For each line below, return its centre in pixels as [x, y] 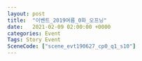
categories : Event [34, 33]
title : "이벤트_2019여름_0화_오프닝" [57, 20]
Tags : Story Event [34, 40]
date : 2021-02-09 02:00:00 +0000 [59, 27]
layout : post [26, 14]
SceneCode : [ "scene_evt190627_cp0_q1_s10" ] [72, 46]
